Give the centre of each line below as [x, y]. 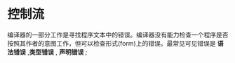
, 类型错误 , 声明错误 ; [57, 52]
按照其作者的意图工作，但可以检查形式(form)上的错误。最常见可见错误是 [112, 43]
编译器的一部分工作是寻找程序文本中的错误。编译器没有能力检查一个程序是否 [118, 35]
